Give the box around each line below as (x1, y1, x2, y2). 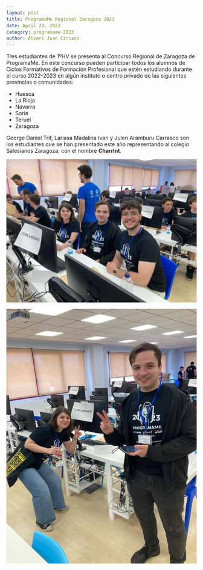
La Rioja (14, 97, 35, 104)
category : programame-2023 (6, 29, 74, 35)
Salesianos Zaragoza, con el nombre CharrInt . (6, 147, 122, 155)
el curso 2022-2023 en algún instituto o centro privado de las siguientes (6, 72, 187, 79)
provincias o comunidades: (6, 79, 74, 86)
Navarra (14, 103, 36, 110)
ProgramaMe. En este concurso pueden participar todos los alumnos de (6, 59, 185, 67)
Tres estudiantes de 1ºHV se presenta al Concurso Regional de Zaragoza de (6, 53, 195, 60)
